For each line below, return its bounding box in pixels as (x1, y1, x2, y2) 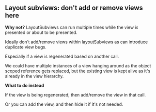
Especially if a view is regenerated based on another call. (5, 53, 119, 59)
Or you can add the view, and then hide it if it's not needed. (5, 101, 124, 107)
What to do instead (5, 82, 45, 88)
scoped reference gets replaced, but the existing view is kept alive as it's (5, 68, 151, 74)
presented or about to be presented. (5, 29, 78, 35)
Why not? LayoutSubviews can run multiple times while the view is (5, 24, 139, 30)
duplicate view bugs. (5, 44, 47, 50)
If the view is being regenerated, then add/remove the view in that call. (5, 92, 146, 97)
